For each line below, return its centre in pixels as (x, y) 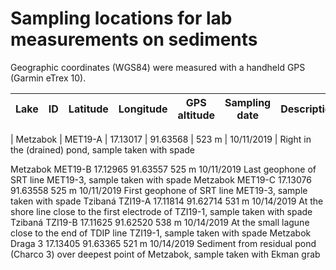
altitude (196, 115)
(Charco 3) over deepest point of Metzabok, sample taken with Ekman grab (165, 254)
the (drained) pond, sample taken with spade (102, 149)
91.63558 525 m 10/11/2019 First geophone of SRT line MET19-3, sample (159, 190)
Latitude (88, 109)
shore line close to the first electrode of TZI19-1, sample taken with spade (161, 211)
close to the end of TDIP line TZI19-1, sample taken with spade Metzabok (161, 233)
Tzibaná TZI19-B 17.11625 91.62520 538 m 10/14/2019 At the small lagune (160, 222)
